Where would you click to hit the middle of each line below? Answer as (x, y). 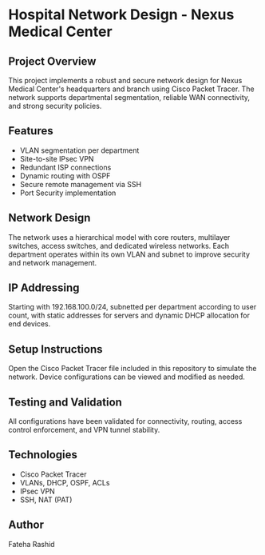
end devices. (30, 324)
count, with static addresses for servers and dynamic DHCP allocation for (129, 315)
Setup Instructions (55, 349)
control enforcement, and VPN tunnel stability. (84, 430)
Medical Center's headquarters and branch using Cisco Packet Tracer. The (131, 89)
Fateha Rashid (32, 544)
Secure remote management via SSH (81, 184)
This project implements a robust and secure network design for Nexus (125, 80)
